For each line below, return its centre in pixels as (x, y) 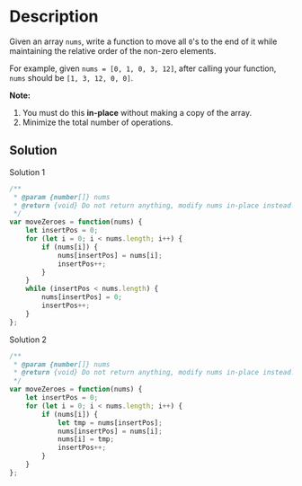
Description (54, 17)
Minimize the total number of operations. (98, 122)
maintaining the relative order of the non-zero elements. (113, 50)
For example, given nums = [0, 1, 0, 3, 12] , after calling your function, (143, 68)
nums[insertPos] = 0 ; (82, 297)
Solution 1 (27, 172)
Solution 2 (28, 340)
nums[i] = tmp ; (86, 439)
